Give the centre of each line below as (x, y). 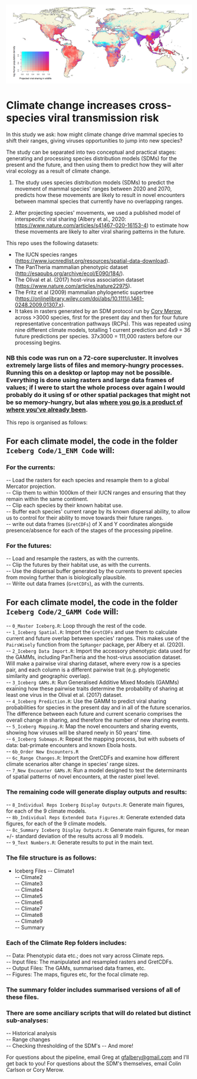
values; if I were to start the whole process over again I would (96, 387)
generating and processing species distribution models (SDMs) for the (91, 159)
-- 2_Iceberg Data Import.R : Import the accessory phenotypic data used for (98, 651)
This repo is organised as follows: (47, 422)
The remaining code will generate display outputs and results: (97, 792)
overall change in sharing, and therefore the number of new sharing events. (98, 720)
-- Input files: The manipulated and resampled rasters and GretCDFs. (90, 962)
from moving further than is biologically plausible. (66, 577)
